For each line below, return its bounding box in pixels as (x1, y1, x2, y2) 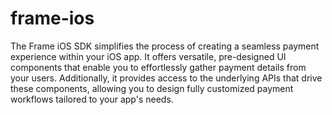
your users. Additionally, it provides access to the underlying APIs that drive (10, 72, 323, 84)
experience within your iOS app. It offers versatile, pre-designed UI (10, 50, 287, 62)
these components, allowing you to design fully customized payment (10, 82, 294, 94)
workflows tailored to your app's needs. (10, 93, 174, 105)
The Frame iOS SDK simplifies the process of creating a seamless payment (10, 40, 320, 52)
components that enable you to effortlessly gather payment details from (10, 61, 307, 73)
